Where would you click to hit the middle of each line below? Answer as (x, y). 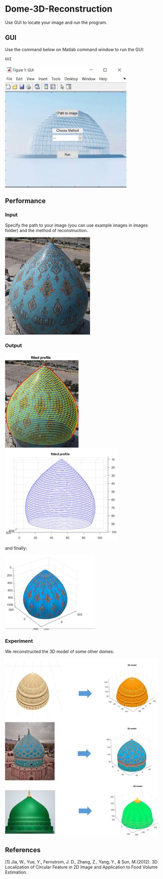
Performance (25, 201)
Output (14, 345)
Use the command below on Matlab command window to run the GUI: (75, 49)
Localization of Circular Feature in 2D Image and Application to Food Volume (81, 867)
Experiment (19, 641)
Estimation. (16, 872)
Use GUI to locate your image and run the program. (56, 22)
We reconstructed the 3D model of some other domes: (60, 651)
